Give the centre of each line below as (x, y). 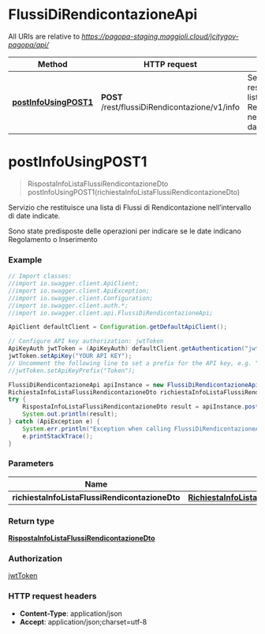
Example (25, 259)
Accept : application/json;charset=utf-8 (83, 621)
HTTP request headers (52, 596)
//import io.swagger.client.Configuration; (81, 298)
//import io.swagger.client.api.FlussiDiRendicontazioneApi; (111, 313)
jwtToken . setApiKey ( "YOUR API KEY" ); (70, 356)
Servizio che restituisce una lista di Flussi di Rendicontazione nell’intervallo (130, 207)
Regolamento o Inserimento (53, 239)
